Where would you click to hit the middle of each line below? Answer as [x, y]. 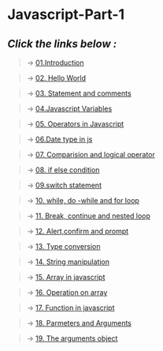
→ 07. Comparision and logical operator [91, 155]
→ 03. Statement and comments [79, 93]
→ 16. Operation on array [67, 292]
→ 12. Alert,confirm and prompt [78, 231]
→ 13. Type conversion [63, 246]
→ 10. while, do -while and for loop [83, 200]
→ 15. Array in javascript [66, 277]
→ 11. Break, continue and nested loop [89, 216]
